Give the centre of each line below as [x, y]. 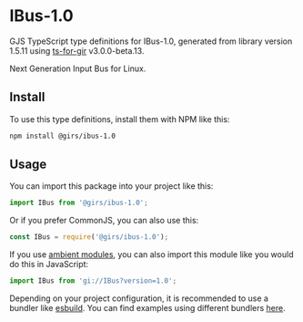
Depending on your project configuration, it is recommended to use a [139, 298]
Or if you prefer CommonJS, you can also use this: [104, 221]
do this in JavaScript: [49, 265]
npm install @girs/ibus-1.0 [63, 136]
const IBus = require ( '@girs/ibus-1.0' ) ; [89, 237]
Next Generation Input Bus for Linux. [78, 68]
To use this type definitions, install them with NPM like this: [120, 119]
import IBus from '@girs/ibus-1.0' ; [79, 203]
